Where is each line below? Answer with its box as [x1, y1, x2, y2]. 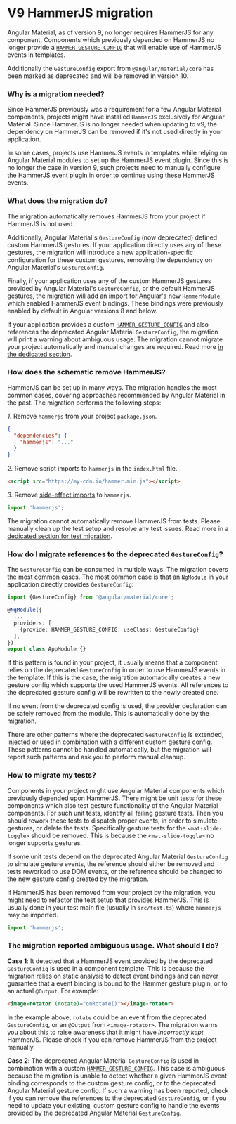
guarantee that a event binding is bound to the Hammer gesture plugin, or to [7, 979, 228, 988]
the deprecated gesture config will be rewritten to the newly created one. [7, 688, 219, 697]
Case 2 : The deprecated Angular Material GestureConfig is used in [7, 1056, 199, 1065]
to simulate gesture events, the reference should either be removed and [7, 859, 215, 868]
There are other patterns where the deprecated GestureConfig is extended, [7, 731, 224, 739]
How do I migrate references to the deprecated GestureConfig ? [7, 549, 223, 559]
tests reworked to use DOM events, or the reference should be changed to [7, 867, 223, 875]
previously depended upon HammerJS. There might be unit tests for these [7, 794, 223, 802]
